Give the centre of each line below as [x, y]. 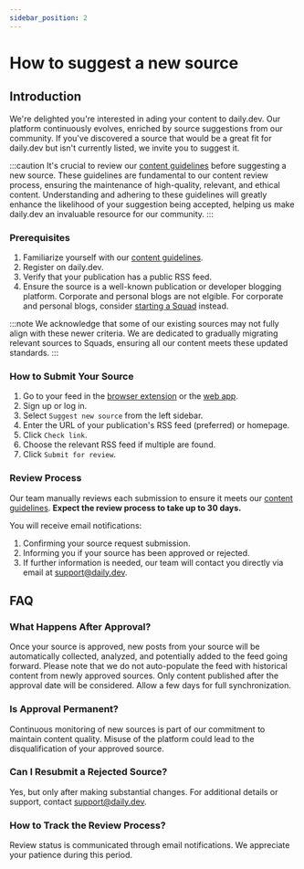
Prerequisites [40, 237]
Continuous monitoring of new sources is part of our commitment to [137, 729]
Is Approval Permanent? [64, 709]
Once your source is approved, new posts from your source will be [135, 647]
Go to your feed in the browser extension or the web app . [131, 396]
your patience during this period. [71, 855]
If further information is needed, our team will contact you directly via [153, 562]
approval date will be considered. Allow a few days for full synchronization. [151, 686]
